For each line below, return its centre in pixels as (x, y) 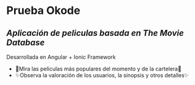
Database (25, 42)
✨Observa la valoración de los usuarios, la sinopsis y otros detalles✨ (102, 75)
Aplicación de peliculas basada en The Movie (95, 33)
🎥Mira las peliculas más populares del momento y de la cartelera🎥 (98, 69)
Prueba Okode (43, 11)
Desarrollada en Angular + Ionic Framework (61, 57)
